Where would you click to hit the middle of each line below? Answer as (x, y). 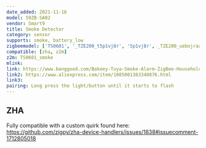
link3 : (15, 80)
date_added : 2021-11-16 (37, 12)
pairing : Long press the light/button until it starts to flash (90, 86)
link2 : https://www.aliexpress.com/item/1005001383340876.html (89, 75)
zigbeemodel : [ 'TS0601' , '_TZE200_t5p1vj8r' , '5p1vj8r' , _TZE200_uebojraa (104, 46)
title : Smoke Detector (35, 29)
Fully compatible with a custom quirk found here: (68, 125)
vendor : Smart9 (26, 23)
